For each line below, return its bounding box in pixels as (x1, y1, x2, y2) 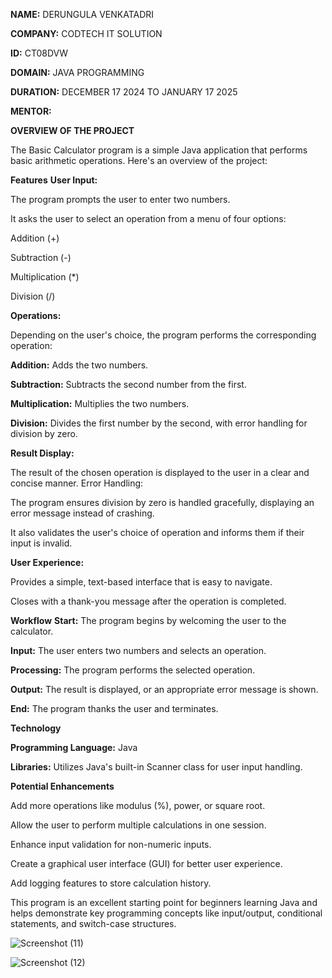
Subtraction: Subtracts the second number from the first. (10, 379, 247, 390)
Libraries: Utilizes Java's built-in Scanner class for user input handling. (10, 761, 303, 773)
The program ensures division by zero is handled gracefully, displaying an (10, 497, 315, 508)
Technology (10, 722, 62, 734)
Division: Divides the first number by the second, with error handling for (10, 417, 308, 429)
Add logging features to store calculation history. (10, 877, 212, 889)
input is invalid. (10, 537, 73, 549)
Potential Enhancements (10, 780, 115, 792)
